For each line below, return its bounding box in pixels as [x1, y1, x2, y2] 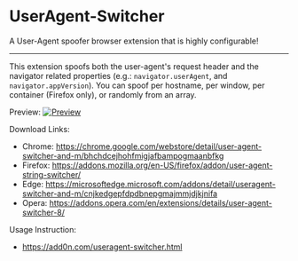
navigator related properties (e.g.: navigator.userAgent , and [9, 70, 228, 81]
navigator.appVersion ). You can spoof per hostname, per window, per [9, 80, 265, 91]
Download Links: [9, 123, 70, 134]
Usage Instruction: [9, 224, 77, 234]
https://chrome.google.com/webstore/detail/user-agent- [56, 140, 263, 152]
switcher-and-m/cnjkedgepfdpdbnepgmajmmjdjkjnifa [21, 188, 218, 199]
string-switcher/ [21, 169, 82, 179]
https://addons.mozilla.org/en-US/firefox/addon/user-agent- [51, 160, 273, 170]
